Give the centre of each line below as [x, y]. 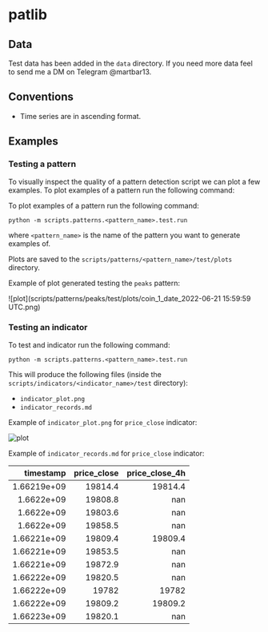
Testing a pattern [42, 164]
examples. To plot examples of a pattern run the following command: [122, 190]
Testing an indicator [48, 328]
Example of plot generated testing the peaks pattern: [94, 283]
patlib [28, 15]
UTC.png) [24, 307]
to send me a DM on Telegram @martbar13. [80, 72]
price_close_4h [156, 473]
